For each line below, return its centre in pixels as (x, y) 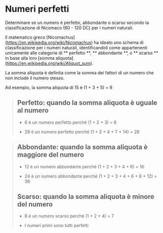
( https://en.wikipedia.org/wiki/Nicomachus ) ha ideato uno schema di (74, 42)
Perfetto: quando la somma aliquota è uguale (87, 103)
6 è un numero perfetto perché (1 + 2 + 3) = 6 (70, 122)
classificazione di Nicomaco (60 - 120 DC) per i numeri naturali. (69, 27)
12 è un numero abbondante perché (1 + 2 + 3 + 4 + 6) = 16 (84, 166)
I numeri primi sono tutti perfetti (56, 226)
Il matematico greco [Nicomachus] (40, 37)
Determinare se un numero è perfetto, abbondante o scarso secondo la (77, 23)
